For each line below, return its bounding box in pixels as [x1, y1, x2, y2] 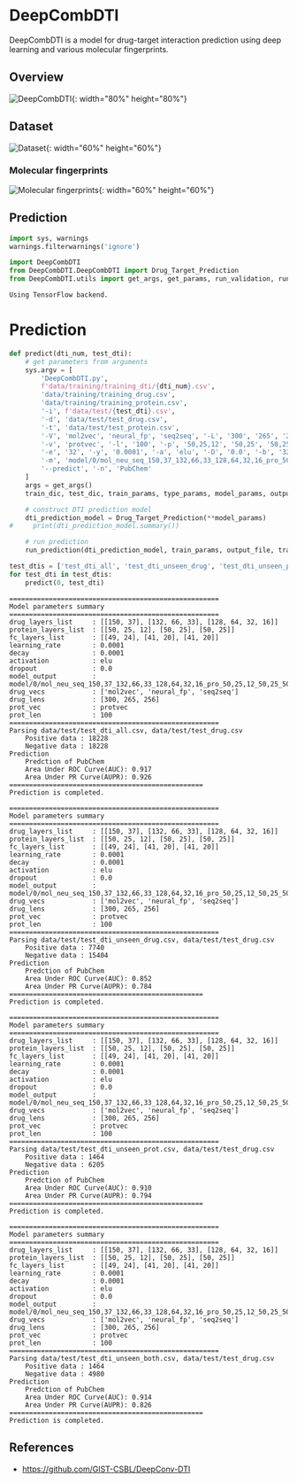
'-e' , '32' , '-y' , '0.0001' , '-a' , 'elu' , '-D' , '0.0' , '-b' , [41, 448, 275, 457]
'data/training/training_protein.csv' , [41, 399, 188, 408]
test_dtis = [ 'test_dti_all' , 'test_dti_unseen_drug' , [9, 562, 216, 571]
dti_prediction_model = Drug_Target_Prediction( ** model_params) [25, 513, 267, 523]
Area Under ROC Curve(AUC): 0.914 [25, 1393, 152, 1401]
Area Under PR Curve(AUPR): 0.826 [25, 1401, 152, 1409]
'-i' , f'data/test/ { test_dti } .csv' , [41, 407, 176, 416]
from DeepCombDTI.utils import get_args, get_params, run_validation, [9, 275, 275, 283]
